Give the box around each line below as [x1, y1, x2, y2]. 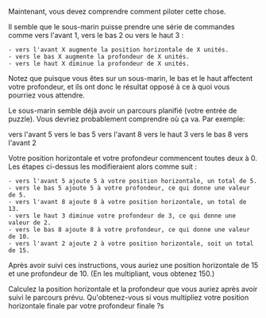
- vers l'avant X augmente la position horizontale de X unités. [8, 46, 229, 54]
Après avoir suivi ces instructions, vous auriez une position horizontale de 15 [8, 261, 259, 270]
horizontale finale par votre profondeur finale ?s [8, 301, 164, 310]
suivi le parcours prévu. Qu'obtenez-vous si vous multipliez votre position [8, 293, 249, 302]
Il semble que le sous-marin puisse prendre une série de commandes [8, 22, 236, 31]
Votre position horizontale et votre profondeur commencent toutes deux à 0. [8, 154, 258, 163]
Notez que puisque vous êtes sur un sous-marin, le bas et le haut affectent [8, 74, 253, 82]
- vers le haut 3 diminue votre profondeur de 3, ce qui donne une [8, 212, 237, 220]
